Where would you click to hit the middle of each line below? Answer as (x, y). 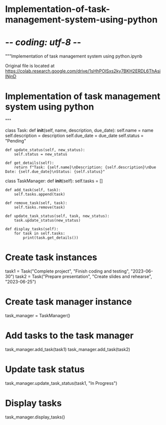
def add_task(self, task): (33, 190)
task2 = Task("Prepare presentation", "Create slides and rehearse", (84, 276)
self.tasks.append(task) (40, 195)
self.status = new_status (41, 154)
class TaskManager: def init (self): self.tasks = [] (54, 181)
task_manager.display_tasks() (35, 417)
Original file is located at (30, 66)
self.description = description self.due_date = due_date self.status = (74, 136)
